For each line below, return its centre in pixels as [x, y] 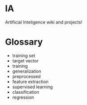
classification [26, 92]
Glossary [24, 42]
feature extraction [30, 81]
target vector [25, 61]
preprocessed [26, 76]
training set [24, 55]
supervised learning [32, 87]
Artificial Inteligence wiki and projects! [44, 22]
